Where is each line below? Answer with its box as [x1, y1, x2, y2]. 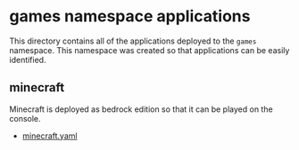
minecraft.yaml [21, 130, 78, 141]
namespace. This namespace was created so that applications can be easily [9, 44, 290, 55]
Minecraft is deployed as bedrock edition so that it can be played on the [9, 104, 274, 114]
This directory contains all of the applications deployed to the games [9, 36, 257, 46]
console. [9, 113, 42, 123]
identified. [9, 54, 46, 65]
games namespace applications [9, 6, 251, 27]
